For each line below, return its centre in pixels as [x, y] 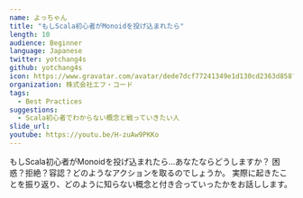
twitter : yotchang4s [48, 59]
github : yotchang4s [46, 68]
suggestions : [34, 110]
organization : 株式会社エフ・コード [71, 85]
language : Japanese [46, 51]
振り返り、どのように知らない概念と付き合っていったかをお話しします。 [159, 184]
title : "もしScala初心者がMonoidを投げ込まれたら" [97, 26]
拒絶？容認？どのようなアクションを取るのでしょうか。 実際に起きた [152, 173]
